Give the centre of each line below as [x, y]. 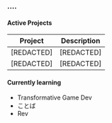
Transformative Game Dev [54, 97]
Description [81, 41]
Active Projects [30, 23]
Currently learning [34, 82]
